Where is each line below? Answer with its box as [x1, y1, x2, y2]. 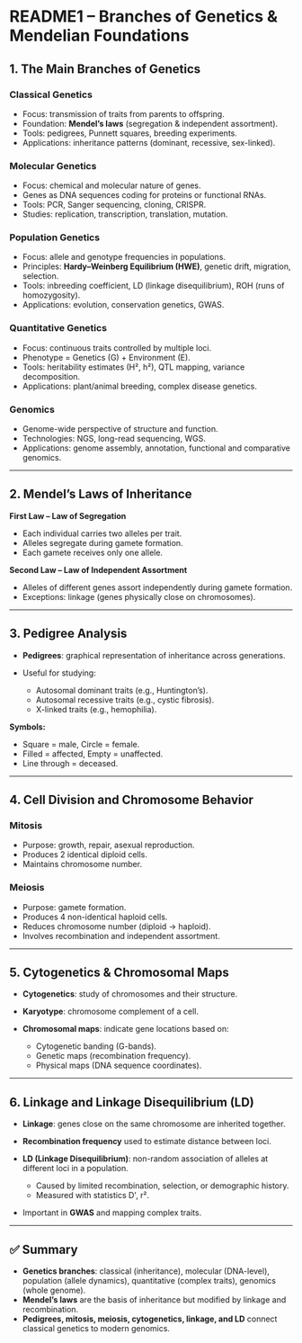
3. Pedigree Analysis [9, 626, 128, 641]
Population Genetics [9, 231, 101, 244]
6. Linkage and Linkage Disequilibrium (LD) [9, 1095, 254, 1110]
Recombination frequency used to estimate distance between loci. [22, 1136, 271, 1147]
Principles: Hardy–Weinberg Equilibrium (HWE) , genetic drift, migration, [22, 261, 291, 272]
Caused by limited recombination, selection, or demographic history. [35, 1180, 289, 1191]
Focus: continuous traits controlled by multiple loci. [22, 342, 212, 353]
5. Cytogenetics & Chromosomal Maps [9, 965, 229, 980]
